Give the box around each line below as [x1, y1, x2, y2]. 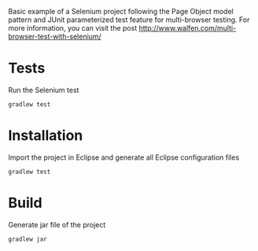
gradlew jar [8, 235, 47, 243]
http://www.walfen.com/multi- [138, 24, 237, 32]
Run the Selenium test [8, 85, 79, 94]
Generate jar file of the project [8, 220, 106, 229]
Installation [8, 127, 83, 145]
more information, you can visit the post [8, 24, 138, 32]
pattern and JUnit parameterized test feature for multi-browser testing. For [8, 15, 250, 24]
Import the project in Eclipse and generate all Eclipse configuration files [8, 153, 240, 162]
